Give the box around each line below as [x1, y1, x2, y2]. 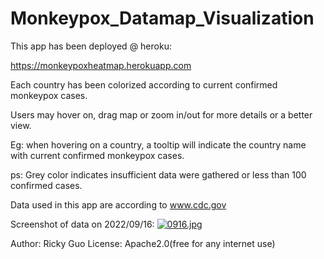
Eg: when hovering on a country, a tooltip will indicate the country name [10, 138, 307, 151]
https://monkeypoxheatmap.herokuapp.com [10, 59, 192, 71]
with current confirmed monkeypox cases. [10, 149, 185, 161]
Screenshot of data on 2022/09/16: [10, 218, 155, 230]
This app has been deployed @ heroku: [10, 40, 172, 52]
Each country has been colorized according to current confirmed [10, 78, 278, 91]
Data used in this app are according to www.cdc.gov [10, 198, 227, 211]
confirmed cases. [10, 179, 83, 191]
